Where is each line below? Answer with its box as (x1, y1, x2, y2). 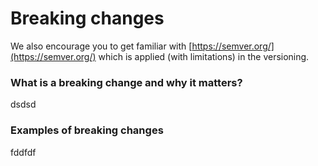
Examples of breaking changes (10, 123, 164, 137)
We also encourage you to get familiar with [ (10, 40, 193, 52)
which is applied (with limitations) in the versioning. (98, 50, 310, 62)
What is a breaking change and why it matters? (10, 75, 243, 89)
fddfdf (10, 146, 37, 158)
